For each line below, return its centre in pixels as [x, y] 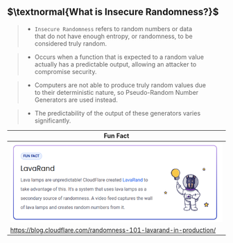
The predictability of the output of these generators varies [118, 113]
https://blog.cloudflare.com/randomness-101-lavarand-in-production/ [113, 230]
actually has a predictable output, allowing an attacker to [115, 64]
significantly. [53, 120]
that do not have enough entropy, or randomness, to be [113, 36]
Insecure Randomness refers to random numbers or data [113, 28]
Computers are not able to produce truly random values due [120, 85]
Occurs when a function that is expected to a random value [119, 57]
